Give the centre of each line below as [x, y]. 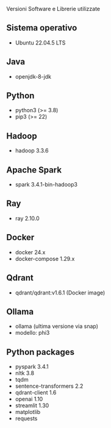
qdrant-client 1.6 [36, 393]
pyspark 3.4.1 [32, 367]
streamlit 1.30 [32, 405]
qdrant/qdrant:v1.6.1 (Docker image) [60, 293]
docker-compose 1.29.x [45, 259]
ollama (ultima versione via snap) [57, 326]
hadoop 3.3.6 [32, 151]
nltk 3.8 [25, 373]
